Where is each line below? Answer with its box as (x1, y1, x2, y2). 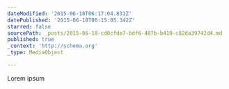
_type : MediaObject (7, 49, 64, 56)
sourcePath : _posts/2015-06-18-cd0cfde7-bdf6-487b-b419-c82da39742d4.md (7, 29, 223, 37)
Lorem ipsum (7, 74, 45, 82)
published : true (7, 36, 54, 43)
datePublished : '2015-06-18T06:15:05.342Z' (7, 17, 136, 24)
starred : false (7, 23, 52, 30)
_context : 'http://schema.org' (7, 42, 98, 49)
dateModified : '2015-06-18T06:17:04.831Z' (7, 10, 132, 17)
